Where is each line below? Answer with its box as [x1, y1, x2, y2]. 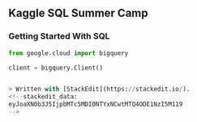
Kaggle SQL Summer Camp [8, 6, 148, 20]
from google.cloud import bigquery [8, 48, 129, 57]
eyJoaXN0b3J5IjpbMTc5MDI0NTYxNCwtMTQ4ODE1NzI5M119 [8, 100, 183, 108]
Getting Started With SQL [8, 31, 110, 42]
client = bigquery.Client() [8, 64, 104, 72]
